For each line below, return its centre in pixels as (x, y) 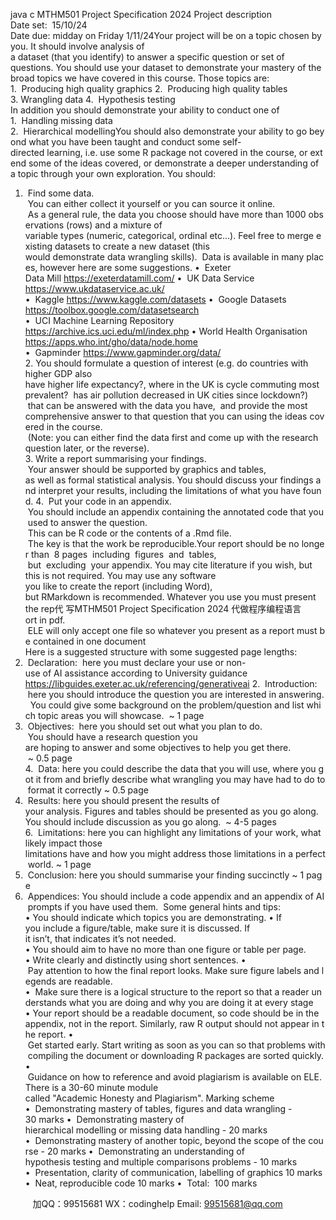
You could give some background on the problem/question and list (167, 705)
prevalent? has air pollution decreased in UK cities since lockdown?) (166, 395)
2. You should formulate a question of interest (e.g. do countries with (166, 363)
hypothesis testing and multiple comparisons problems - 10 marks (161, 1162)
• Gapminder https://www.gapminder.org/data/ (123, 352)
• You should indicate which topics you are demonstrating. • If (153, 917)
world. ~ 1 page (59, 864)
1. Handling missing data (61, 120)
